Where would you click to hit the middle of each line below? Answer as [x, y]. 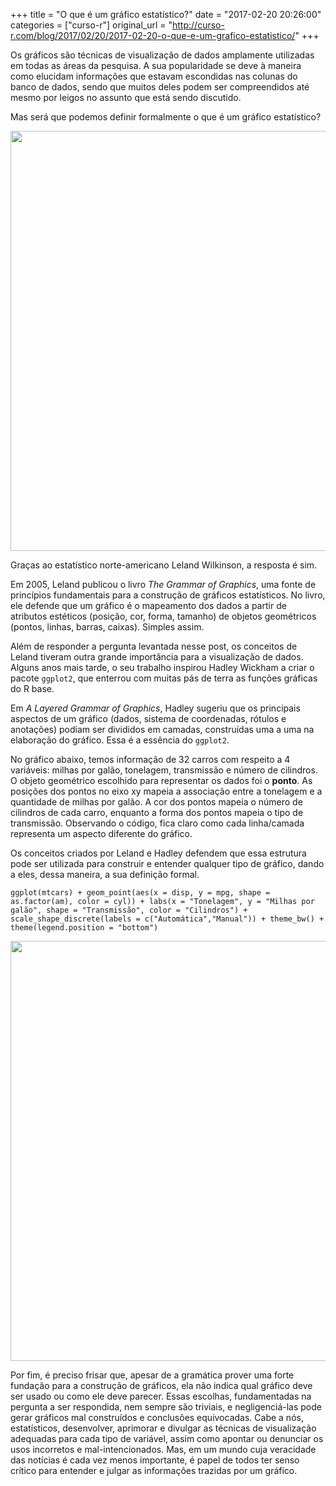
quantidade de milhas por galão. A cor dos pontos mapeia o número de [156, 802]
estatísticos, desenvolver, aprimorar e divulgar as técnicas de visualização [163, 1428]
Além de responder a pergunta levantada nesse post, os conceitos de [154, 646]
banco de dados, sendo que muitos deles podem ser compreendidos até [160, 87]
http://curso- [198, 25]
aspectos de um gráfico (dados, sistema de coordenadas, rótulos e [148, 718]
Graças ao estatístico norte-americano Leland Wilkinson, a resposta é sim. [164, 565]
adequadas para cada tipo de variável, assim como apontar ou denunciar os [167, 1438]
